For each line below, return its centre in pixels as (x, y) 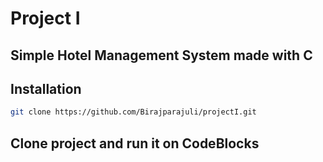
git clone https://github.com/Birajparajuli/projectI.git (133, 112)
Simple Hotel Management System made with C (161, 55)
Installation (46, 88)
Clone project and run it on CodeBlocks (135, 143)
